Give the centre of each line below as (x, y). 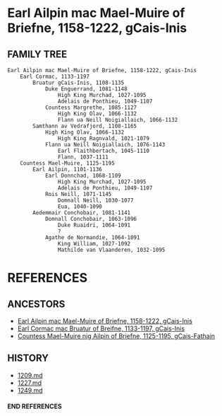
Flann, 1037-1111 (83, 157)
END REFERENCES (35, 406)
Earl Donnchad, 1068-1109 (83, 175)
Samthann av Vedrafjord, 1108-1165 (85, 126)
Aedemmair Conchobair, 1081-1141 (82, 213)
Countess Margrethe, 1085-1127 (91, 108)
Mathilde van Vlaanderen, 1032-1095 (111, 250)
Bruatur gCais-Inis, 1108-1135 (79, 83)
